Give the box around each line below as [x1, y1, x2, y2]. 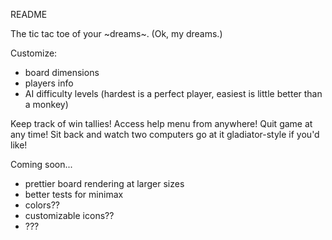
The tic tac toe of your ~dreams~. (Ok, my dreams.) [10, 28, 223, 39]
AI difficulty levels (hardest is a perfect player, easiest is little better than [24, 88, 323, 99]
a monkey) [24, 99, 69, 110]
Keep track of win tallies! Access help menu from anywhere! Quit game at [10, 118, 313, 129]
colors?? [24, 199, 60, 211]
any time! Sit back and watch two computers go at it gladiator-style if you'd [10, 129, 320, 140]
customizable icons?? [24, 210, 115, 221]
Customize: [10, 47, 58, 59]
